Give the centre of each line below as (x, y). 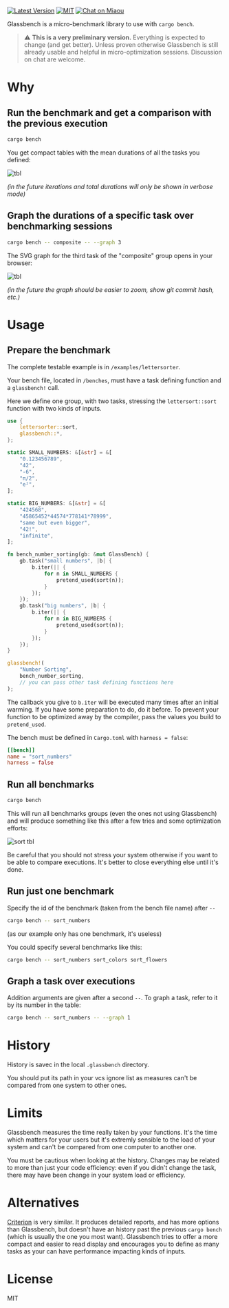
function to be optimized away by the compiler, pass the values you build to (114, 716)
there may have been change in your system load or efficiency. (96, 1175)
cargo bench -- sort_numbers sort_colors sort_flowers (87, 959)
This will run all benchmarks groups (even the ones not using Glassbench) (112, 813)
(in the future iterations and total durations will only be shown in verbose (110, 186)
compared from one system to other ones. (67, 1085)
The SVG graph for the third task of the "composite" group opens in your (110, 255)
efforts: (18, 828)
